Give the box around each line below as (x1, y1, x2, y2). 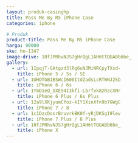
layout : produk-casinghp (6, 9, 69, 15)
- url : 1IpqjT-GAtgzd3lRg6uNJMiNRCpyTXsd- (12, 65, 121, 71)
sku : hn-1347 (6, 48, 40, 55)
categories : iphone (6, 20, 56, 26)
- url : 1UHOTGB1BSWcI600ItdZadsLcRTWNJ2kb (12, 77, 121, 83)
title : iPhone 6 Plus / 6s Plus (17, 94, 99, 100)
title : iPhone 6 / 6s (17, 82, 72, 88)
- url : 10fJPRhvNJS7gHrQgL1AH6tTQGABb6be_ (12, 122, 121, 128)
